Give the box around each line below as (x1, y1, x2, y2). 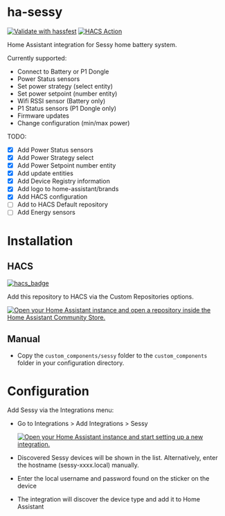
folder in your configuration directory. (17, 359, 125, 367)
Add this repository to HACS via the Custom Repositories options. (7, 292, 194, 301)
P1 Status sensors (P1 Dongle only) (17, 104, 116, 112)
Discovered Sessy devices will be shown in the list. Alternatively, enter (17, 454, 218, 462)
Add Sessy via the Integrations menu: (7, 406, 114, 414)
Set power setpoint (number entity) (17, 89, 118, 98)
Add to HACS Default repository (17, 200, 109, 208)
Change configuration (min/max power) (17, 118, 130, 127)
